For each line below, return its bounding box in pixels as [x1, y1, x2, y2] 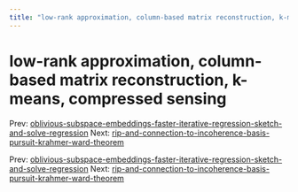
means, [9, 88, 66, 109]
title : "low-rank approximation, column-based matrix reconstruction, [9, 12, 276, 22]
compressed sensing [67, 88, 227, 109]
